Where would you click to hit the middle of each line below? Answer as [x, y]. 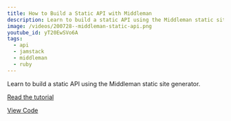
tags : [15, 39]
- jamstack [29, 52]
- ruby [23, 64]
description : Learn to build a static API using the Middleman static [110, 20]
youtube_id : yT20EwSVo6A [43, 32]
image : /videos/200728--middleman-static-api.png [80, 26]
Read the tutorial [31, 97]
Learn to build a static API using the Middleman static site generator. [104, 83]
